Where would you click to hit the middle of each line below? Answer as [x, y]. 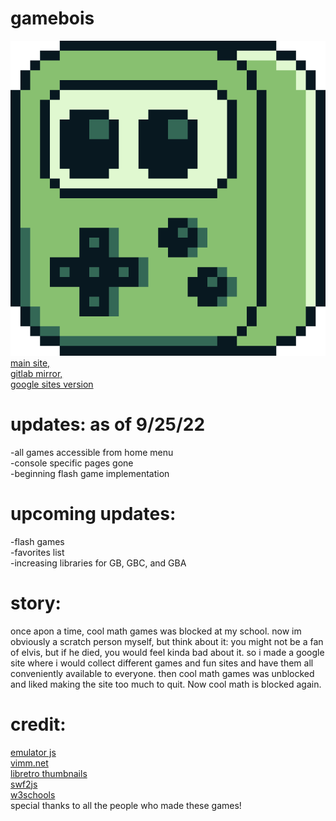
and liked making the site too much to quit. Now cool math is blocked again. [166, 684]
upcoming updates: [93, 514]
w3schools [33, 794]
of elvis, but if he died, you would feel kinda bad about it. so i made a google [167, 652]
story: [36, 603]
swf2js [24, 784]
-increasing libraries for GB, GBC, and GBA [98, 563]
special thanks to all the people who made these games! [126, 805]
